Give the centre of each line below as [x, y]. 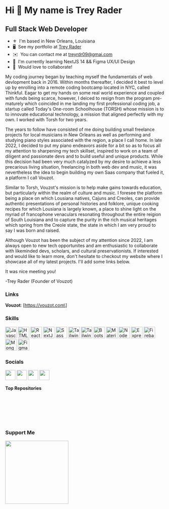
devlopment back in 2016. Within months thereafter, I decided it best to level [84, 82]
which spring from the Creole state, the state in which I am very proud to [81, 225]
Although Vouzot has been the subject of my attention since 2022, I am [79, 240]
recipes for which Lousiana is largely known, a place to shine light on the [81, 209]
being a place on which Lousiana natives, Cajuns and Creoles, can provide [82, 198]
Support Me [20, 432]
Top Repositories [23, 388]
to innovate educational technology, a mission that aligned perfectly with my [84, 114]
